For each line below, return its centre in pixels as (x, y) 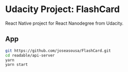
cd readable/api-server (30, 55)
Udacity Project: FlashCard (62, 9)
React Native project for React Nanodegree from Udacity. (65, 23)
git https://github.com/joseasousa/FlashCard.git (58, 51)
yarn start (17, 65)
